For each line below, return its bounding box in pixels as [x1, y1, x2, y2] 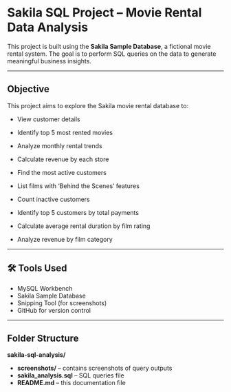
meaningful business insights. [7, 56, 91, 65]
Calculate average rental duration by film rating [16, 222, 151, 230]
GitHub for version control [16, 306, 91, 314]
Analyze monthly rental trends [16, 141, 102, 149]
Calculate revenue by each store [16, 155, 109, 163]
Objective [7, 83, 50, 95]
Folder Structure [7, 332, 79, 344]
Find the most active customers [16, 168, 107, 176]
